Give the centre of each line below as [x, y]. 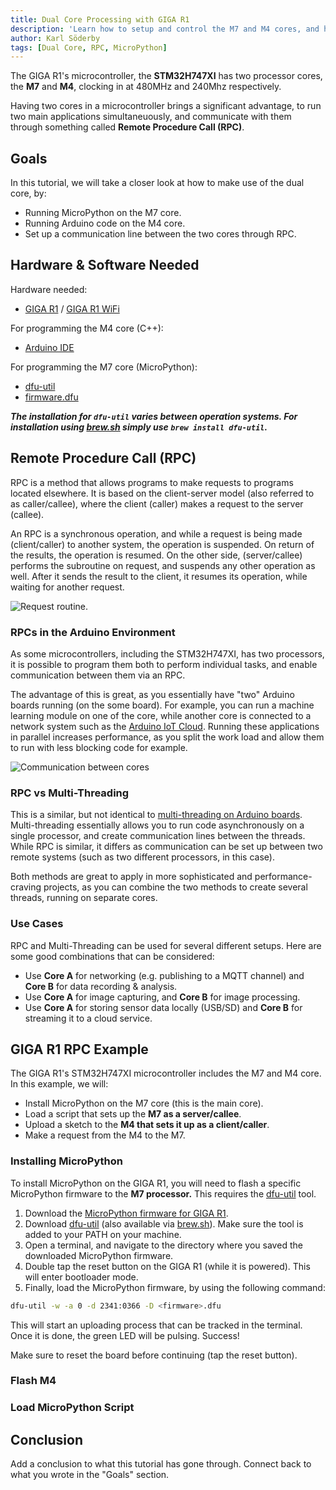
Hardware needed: [49, 289]
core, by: [28, 193]
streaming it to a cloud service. [88, 1018]
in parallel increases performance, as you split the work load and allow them [167, 737]
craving [26, 887]
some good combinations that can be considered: [112, 956]
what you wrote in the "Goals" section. [90, 1475]
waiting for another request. [67, 587]
